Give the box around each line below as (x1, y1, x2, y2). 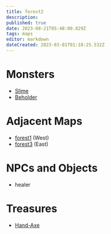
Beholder (14, 93, 37, 101)
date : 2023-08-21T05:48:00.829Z (6, 25, 86, 32)
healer (14, 181, 31, 188)
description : (6, 14, 39, 20)
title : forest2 (6, 8, 44, 15)
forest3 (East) (14, 141, 49, 148)
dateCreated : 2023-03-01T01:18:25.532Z (6, 42, 105, 48)
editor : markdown (6, 36, 49, 42)
